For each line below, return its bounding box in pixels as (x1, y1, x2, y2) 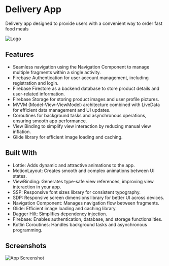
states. (12, 173, 27, 179)
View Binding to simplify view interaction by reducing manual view (12, 123, 151, 129)
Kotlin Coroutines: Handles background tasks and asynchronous (12, 221, 147, 227)
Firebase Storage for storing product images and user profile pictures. (12, 96, 159, 102)
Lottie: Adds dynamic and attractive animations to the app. (12, 162, 135, 168)
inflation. (12, 128, 31, 135)
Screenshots (5, 241, 47, 250)
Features (5, 50, 34, 59)
